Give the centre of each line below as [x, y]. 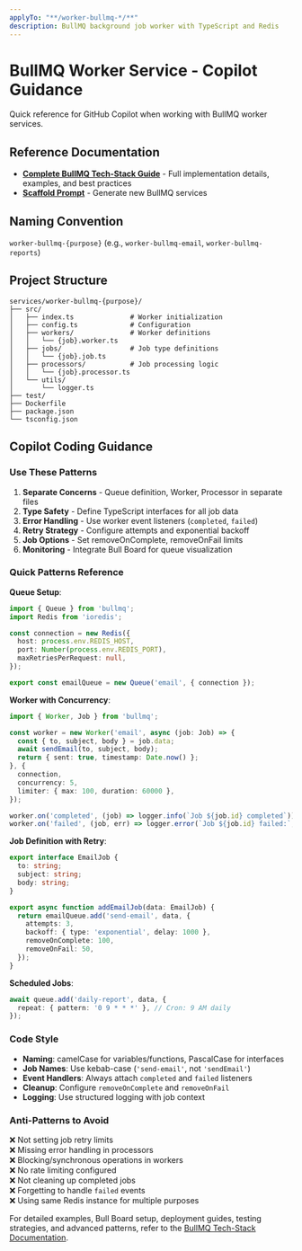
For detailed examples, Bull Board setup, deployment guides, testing [136, 1218]
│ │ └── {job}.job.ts [58, 356]
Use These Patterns [53, 473]
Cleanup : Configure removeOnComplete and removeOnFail [126, 1087]
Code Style [34, 1039]
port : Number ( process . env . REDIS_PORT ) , [92, 650]
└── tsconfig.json [44, 419]
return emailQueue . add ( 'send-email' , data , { [104, 916]
